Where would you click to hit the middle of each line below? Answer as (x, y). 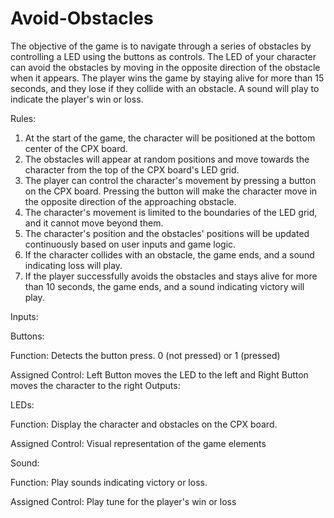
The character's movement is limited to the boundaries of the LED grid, (171, 212)
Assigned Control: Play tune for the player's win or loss (123, 501)
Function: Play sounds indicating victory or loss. (109, 482)
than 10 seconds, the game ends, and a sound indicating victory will (164, 286)
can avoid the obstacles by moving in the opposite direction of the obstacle (165, 67)
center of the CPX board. (76, 148)
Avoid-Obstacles (82, 18)
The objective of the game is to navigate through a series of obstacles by (161, 46)
